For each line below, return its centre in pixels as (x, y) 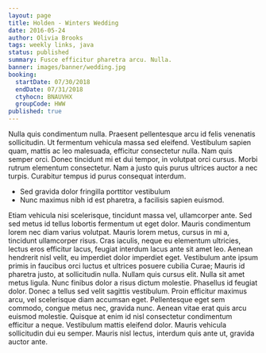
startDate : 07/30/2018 (53, 82)
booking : (23, 75)
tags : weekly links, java (51, 45)
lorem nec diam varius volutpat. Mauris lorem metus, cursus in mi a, (119, 232)
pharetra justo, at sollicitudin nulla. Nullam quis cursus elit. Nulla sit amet (127, 274)
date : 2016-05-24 (37, 30)
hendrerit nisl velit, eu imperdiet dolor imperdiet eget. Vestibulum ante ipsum (133, 257)
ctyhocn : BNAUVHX (44, 97)
